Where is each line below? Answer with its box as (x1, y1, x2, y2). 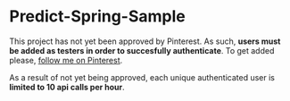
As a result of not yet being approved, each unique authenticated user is (9, 72, 275, 82)
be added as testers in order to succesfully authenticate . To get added (9, 45, 275, 55)
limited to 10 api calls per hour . (9, 81, 125, 92)
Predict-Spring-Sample (9, 6, 186, 27)
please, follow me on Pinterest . (9, 55, 123, 65)
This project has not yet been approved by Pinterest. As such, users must (9, 36, 281, 46)
